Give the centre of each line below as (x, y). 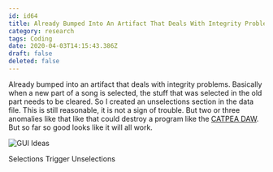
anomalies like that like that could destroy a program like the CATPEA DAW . (134, 118)
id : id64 (23, 16)
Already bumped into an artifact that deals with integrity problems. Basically (135, 84)
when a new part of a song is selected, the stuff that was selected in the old (135, 92)
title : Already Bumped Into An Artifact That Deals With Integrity (125, 24)
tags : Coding (30, 39)
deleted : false (34, 62)
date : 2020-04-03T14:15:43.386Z (63, 46)
